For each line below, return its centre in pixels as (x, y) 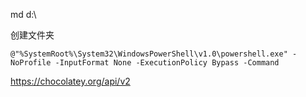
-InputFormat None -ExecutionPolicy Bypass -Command (167, 63)
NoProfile (31, 63)
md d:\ (23, 14)
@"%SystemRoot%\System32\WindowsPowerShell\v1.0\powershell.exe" (149, 54)
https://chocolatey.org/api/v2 (70, 81)
